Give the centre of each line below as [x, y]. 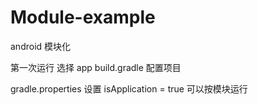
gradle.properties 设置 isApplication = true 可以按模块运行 [129, 88]
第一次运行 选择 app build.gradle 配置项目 [96, 67]
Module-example [83, 17]
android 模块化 [41, 46]
